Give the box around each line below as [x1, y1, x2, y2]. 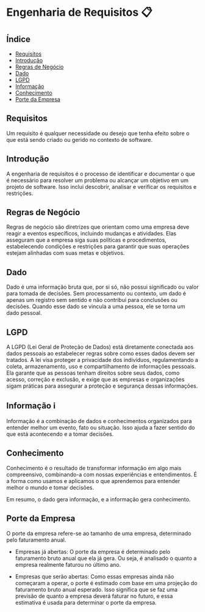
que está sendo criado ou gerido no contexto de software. [6, 136, 153, 143]
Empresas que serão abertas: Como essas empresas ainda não [15, 573, 174, 580]
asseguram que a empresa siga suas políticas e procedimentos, [6, 237, 167, 244]
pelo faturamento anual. [6, 536, 67, 544]
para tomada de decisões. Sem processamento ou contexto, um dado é [6, 290, 186, 297]
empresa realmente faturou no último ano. [15, 561, 121, 568]
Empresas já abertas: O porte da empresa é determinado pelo [15, 548, 171, 555]
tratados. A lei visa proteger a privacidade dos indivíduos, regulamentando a [6, 356, 198, 364]
